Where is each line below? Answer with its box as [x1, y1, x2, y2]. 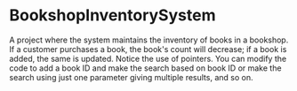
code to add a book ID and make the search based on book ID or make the [9, 63, 282, 73]
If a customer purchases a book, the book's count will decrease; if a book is [9, 43, 287, 54]
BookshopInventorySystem [9, 5, 216, 26]
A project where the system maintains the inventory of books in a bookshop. [9, 34, 289, 45]
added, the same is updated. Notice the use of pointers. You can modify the [9, 53, 287, 64]
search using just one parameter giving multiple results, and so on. [9, 72, 253, 82]
